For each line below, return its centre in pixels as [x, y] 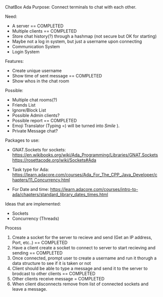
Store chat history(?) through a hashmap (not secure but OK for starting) [84, 36]
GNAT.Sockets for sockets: [39, 150]
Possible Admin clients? [36, 115]
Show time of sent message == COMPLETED [57, 76]
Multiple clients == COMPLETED [44, 31]
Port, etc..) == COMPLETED [40, 242]
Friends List [24, 105]
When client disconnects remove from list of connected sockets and [80, 284]
